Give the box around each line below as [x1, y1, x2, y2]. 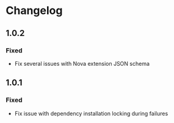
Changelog [5, 4, 63, 18]
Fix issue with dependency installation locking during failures [14, 110, 169, 117]
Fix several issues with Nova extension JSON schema [14, 60, 150, 67]
